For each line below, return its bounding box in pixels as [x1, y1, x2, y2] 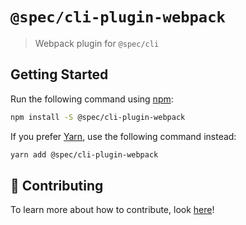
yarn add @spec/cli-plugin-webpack [10, 149, 159, 160]
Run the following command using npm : [10, 93, 174, 105]
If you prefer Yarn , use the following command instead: [10, 130, 237, 142]
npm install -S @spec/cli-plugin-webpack [10, 112, 186, 122]
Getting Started [10, 66, 109, 83]
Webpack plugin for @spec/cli [34, 37, 160, 49]
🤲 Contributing [10, 177, 104, 194]
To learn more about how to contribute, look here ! [10, 204, 215, 216]
